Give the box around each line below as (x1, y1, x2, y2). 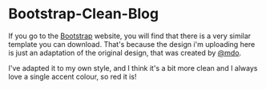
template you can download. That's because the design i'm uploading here (8, 39, 256, 48)
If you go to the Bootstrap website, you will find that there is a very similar (8, 31, 252, 41)
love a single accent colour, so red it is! (8, 72, 137, 81)
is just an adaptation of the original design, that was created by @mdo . (8, 48, 242, 57)
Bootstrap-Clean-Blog (8, 5, 159, 23)
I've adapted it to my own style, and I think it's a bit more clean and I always (8, 63, 258, 72)
